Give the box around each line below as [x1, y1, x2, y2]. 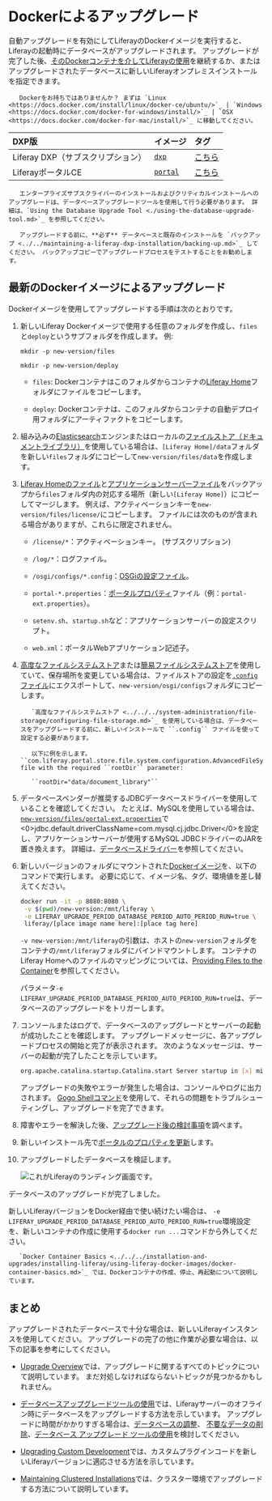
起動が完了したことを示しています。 [41, 1051, 162, 1061]
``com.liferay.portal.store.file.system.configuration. [19, 756, 213, 765]
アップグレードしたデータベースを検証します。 [19, 1154, 176, 1164]
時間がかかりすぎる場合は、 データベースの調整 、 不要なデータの [41, 1418, 257, 1429]
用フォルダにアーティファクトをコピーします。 [32, 414, 188, 423]
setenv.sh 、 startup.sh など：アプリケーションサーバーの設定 [32, 615, 236, 625]
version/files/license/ [19, 511, 101, 519]
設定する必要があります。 [19, 733, 93, 742]
